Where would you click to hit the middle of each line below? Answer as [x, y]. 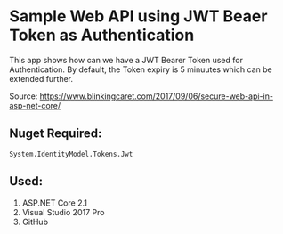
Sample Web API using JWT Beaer [138, 16]
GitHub [35, 222]
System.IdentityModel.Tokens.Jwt [71, 154]
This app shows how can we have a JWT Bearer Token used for [126, 60]
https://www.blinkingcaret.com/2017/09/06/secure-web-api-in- [157, 96]
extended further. [41, 78]
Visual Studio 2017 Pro [63, 212]
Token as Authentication [102, 35]
